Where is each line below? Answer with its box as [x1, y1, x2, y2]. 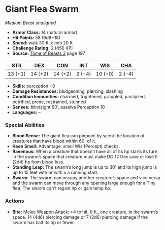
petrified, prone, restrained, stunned [12, 99, 86, 105]
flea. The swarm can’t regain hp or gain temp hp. [12, 185, 112, 191]
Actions [5, 197, 25, 204]
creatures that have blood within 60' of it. [12, 138, 96, 144]
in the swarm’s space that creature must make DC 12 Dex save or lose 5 [12, 154, 158, 160]
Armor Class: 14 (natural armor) [12, 29, 78, 35]
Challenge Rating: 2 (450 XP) [12, 45, 73, 51]
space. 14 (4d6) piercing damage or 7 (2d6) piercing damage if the [12, 214, 148, 220]
